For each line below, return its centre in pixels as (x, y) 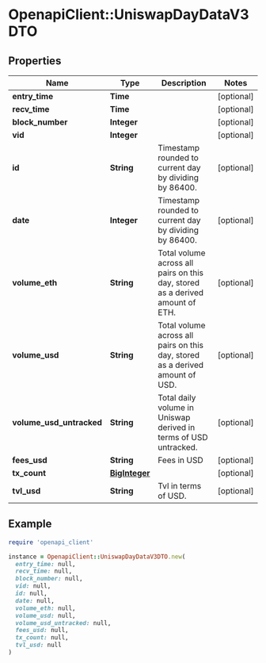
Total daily (177, 398)
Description (184, 83)
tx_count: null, (42, 638)
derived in (177, 427)
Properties (35, 61)
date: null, (35, 600)
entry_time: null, (46, 564)
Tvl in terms (180, 486)
